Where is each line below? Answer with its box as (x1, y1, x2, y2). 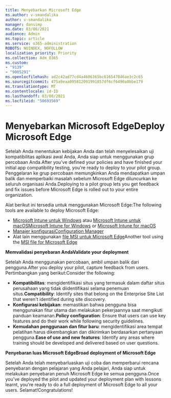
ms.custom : (5, 60, 29, 65)
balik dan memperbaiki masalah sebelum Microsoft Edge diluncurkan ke (5, 176, 157, 182)
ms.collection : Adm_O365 (5, 55, 58, 61)
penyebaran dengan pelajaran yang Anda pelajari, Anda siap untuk (5, 365, 146, 371)
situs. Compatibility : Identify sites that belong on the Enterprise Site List (12, 291, 164, 297)
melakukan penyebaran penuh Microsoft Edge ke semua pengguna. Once (5, 371, 160, 377)
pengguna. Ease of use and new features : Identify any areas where (12, 334, 155, 340)
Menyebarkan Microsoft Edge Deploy (5, 120, 165, 132)
